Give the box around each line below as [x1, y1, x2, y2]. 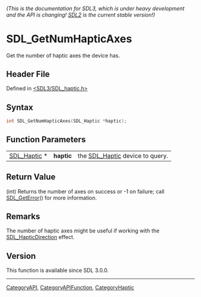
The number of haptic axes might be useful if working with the [6, 227, 160, 234]
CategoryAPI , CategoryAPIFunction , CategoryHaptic [6, 284, 135, 291]
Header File [6, 69, 50, 79]
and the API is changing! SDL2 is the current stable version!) [6, 11, 156, 18]
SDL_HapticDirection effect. [6, 234, 75, 241]
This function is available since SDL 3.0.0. [6, 267, 109, 274]
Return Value [6, 172, 56, 182]
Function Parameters [6, 134, 86, 145]
